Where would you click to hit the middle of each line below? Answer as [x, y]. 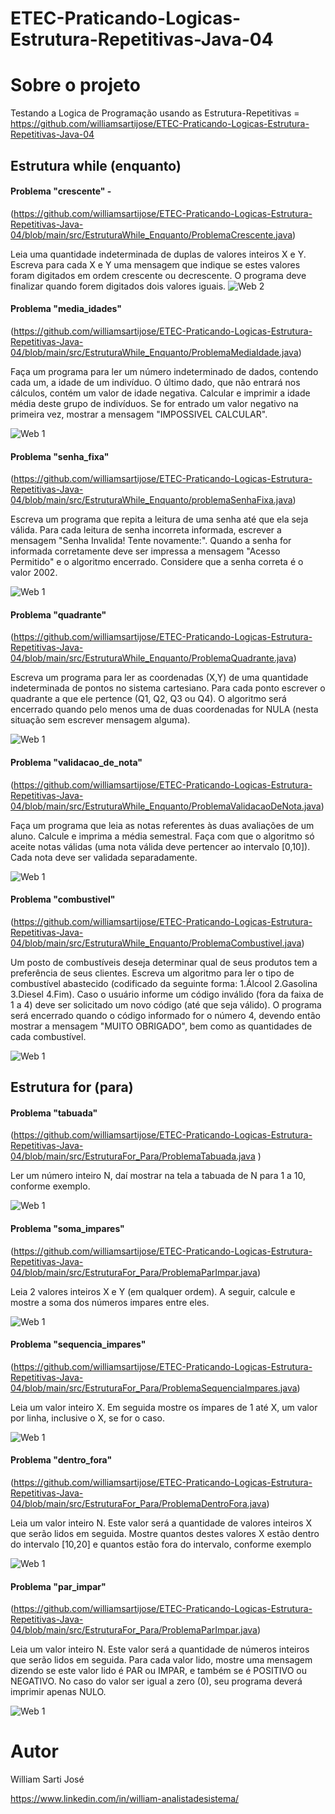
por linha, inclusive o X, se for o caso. [88, 1418]
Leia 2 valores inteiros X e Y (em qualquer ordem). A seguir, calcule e [153, 1291]
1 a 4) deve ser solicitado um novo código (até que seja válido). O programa [166, 1004]
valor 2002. [34, 573]
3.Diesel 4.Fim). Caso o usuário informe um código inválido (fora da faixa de [167, 994]
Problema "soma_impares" [67, 1228]
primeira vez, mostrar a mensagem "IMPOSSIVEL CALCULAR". [139, 414]
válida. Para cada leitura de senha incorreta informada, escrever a [146, 530]
